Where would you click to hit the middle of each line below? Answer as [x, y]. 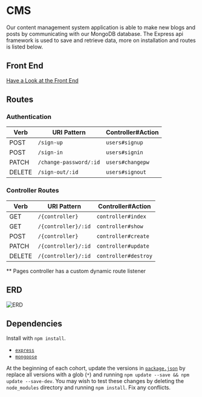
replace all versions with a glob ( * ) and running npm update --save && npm [98, 375]
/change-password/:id [69, 162]
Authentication [29, 117]
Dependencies [34, 323]
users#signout [126, 172]
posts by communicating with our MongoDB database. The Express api [95, 33]
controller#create [123, 236]
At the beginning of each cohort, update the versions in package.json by [96, 368]
